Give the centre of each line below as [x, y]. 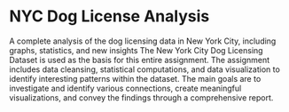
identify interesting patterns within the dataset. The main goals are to [135, 78]
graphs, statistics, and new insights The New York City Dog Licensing [136, 50]
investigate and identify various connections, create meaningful [125, 88]
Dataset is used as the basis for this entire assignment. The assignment [140, 60]
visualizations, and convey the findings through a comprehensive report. [141, 97]
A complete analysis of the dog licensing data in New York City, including [143, 41]
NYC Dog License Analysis [109, 16]
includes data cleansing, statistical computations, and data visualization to [145, 69]
